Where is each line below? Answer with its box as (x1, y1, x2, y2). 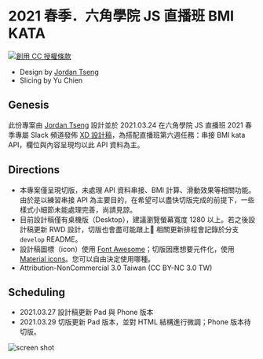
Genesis (8, 98, 49, 112)
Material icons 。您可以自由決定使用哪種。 (19, 254, 155, 264)
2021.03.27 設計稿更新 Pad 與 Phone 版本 (19, 308, 154, 317)
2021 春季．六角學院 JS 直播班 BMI (8, 7, 234, 25)
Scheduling (8, 285, 65, 299)
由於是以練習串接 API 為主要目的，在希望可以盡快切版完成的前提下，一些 (19, 194, 255, 205)
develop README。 (19, 234, 82, 244)
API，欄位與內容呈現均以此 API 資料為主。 (8, 139, 144, 150)
